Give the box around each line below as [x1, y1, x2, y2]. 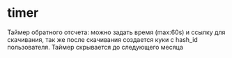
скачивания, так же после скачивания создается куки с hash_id [7, 35, 199, 43]
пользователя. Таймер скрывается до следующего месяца [7, 43, 183, 51]
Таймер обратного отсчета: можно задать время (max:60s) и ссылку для [7, 28, 226, 36]
